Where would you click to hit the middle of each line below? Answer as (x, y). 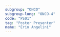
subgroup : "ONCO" (23, 9)
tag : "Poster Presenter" (30, 23)
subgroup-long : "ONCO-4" (30, 14)
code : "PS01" (18, 18)
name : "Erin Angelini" (28, 27)
